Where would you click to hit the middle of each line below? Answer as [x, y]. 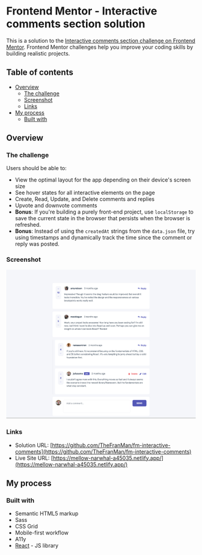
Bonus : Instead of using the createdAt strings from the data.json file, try [105, 231]
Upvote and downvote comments [56, 206]
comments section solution [76, 24]
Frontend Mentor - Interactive [82, 11]
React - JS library [37, 546]
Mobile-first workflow [42, 533]
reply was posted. [37, 244]
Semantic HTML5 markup [47, 513]
